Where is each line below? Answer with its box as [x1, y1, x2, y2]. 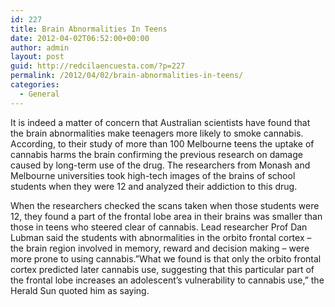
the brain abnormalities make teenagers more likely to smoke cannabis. [10, 127, 304, 139]
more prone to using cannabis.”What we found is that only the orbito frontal [10, 252, 322, 265]
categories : [10, 80, 60, 90]
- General [19, 89, 60, 99]
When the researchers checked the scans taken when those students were [10, 199, 320, 211]
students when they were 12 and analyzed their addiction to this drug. [10, 180, 298, 192]
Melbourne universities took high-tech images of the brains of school [10, 169, 296, 181]
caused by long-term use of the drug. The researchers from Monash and [10, 159, 311, 171]
